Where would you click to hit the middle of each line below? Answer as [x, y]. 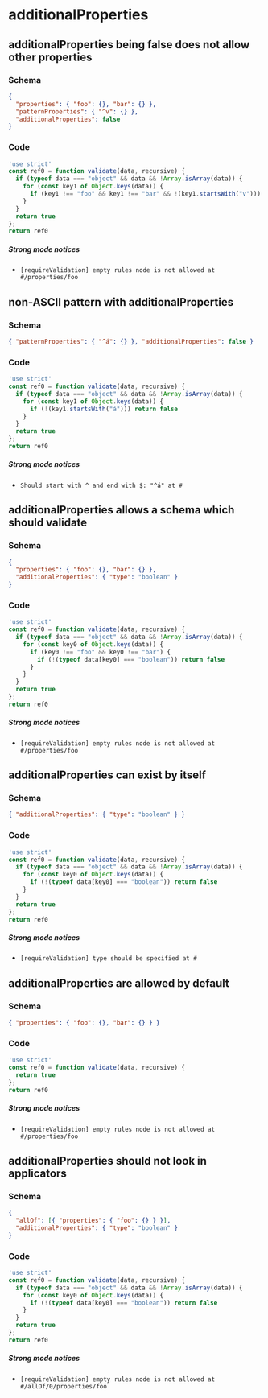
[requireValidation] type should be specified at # [108, 959]
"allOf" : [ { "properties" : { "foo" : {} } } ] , [93, 1221]
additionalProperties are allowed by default [119, 983]
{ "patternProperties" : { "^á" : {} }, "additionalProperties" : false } [131, 341]
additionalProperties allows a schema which [122, 510]
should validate [48, 523]
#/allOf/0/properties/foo [63, 1386]
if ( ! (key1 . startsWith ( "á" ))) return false [104, 409]
